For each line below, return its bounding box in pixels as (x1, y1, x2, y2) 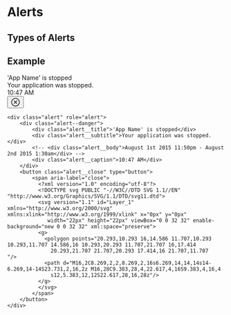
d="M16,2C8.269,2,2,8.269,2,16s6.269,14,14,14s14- (62, 259, 212, 267)
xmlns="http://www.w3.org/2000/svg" (7, 205, 113, 212)
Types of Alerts (7, 32, 75, 44)
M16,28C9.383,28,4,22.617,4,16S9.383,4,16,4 (91, 266, 221, 273)
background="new (7, 223, 54, 230)
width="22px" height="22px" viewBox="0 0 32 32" (47, 217, 190, 224)
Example (7, 55, 46, 67)
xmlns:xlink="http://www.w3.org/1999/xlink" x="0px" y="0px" (7, 211, 187, 219)
